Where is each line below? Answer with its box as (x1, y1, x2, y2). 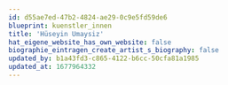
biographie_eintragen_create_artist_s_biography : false (8, 46, 219, 55)
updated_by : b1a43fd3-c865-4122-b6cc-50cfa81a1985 (8, 54, 200, 63)
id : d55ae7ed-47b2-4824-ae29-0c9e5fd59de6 (8, 12, 168, 22)
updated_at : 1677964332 (8, 63, 97, 72)
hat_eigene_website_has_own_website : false (8, 37, 172, 47)
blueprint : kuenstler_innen (8, 21, 113, 30)
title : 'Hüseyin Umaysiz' (8, 29, 104, 38)
